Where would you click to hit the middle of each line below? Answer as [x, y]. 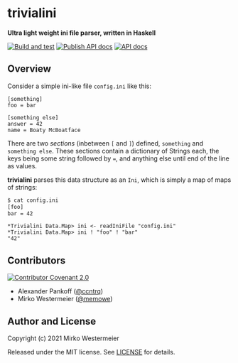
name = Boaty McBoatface [44, 130]
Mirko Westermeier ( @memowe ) [65, 299]
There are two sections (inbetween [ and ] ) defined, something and [106, 143]
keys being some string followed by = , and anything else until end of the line [118, 158]
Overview [29, 69]
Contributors [37, 260]
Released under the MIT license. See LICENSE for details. [91, 352]
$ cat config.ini [33, 200]
